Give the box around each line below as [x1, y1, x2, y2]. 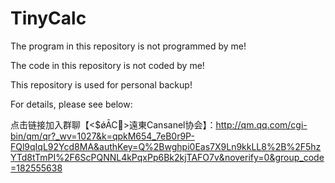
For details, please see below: [10, 98, 133, 110]
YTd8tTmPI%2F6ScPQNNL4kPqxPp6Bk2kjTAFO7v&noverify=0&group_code [10, 151, 325, 163]
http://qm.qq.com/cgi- [215, 118, 308, 131]
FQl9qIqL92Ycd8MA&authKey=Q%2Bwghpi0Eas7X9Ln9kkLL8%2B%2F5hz [10, 140, 322, 152]
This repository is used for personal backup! [10, 78, 193, 91]
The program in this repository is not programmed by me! [10, 40, 247, 52]
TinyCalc [10, 7, 87, 30]
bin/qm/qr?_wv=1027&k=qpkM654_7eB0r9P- [10, 130, 195, 142]
